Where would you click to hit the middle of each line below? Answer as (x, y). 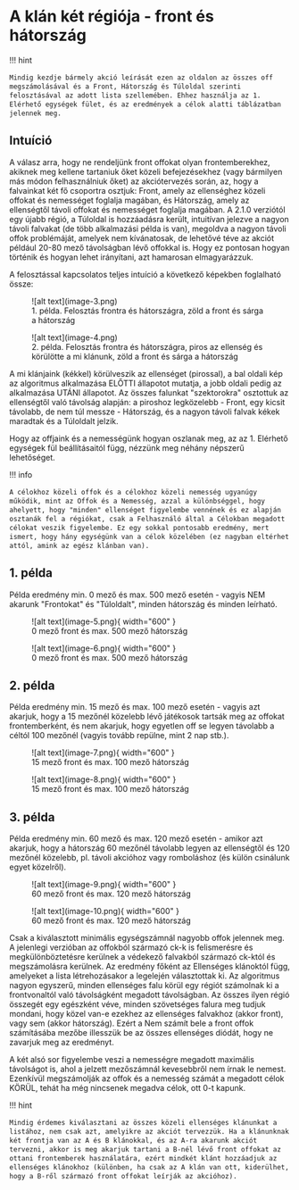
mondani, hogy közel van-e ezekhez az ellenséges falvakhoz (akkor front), (146, 1014)
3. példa (32, 817)
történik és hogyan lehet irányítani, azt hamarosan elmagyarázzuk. (132, 257)
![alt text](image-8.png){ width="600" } (104, 779)
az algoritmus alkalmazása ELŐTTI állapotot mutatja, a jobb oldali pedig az (146, 383)
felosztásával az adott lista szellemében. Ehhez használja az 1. (135, 96)
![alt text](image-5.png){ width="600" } (104, 621)
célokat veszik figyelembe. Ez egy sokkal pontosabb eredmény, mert (139, 528)
